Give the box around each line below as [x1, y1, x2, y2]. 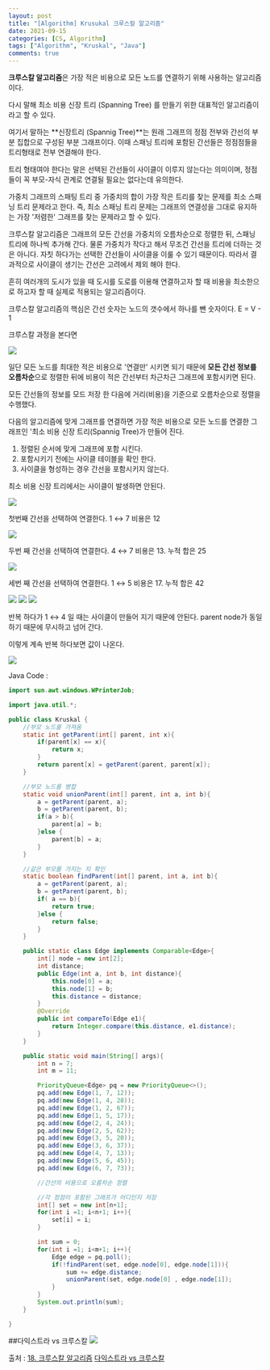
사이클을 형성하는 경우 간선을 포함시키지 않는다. [19, 464, 169, 474]
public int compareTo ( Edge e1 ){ [37, 1015, 147, 1023]
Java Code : [8, 671, 48, 680]
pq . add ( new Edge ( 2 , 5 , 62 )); [37, 1127, 135, 1135]
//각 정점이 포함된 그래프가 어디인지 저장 [37, 1193, 157, 1201]
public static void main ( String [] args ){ [23, 1052, 164, 1060]
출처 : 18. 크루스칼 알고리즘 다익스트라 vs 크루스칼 [8, 1353, 165, 1363]
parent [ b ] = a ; [51, 835, 103, 843]
